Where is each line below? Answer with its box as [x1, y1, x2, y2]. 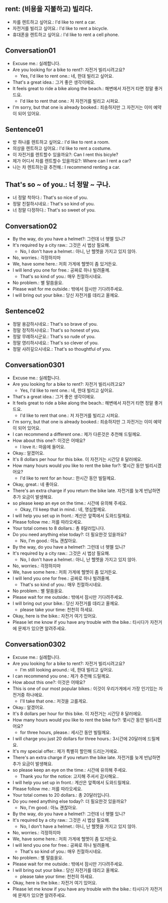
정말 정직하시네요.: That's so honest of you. [12, 327, 100, 333]
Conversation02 [5, 222, 58, 231]
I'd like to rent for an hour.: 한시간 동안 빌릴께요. [20, 475, 116, 481]
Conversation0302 [5, 640, 66, 649]
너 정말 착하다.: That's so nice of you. [12, 194, 88, 200]
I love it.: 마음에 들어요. [20, 443, 66, 449]
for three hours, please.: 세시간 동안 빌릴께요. [20, 729, 111, 735]
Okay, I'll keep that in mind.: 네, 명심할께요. [20, 506, 107, 512]
